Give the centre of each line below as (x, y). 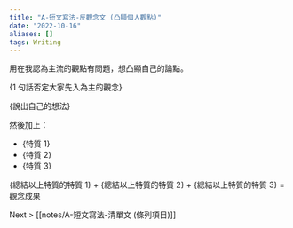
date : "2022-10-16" (45, 26)
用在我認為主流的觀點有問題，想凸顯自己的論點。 (99, 68)
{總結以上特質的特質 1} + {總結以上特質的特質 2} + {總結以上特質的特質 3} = (147, 185)
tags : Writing (36, 42)
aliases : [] (31, 34)
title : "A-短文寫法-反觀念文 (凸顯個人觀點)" (85, 17)
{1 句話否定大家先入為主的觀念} (66, 87)
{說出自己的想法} (40, 106)
